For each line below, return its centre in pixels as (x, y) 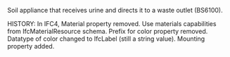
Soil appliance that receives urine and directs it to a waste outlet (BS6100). (115, 10)
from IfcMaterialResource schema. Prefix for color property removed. (108, 31)
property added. (31, 46)
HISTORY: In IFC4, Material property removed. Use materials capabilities (112, 24)
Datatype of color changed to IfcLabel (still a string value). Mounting (106, 39)
